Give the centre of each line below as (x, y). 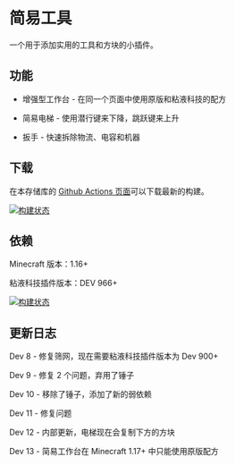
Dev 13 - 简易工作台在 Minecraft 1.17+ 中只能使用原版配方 (114, 452)
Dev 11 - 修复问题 (41, 413)
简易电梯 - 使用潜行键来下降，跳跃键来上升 (101, 118)
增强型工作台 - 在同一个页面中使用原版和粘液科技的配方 (124, 98)
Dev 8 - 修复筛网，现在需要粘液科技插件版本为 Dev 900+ (114, 356)
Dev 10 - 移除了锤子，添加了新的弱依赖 (80, 394)
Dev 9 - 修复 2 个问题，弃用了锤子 (72, 376)
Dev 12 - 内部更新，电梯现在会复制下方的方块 (92, 432)
